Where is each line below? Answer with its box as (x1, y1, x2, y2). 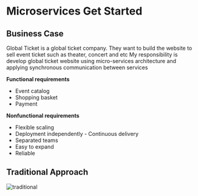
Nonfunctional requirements (6, 112, 80, 119)
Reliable (15, 150, 35, 157)
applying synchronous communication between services (6, 64, 148, 71)
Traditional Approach (6, 167, 89, 177)
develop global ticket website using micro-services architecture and (6, 58, 177, 64)
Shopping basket (15, 94, 58, 101)
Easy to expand (15, 143, 54, 150)
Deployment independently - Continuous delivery (15, 130, 138, 137)
